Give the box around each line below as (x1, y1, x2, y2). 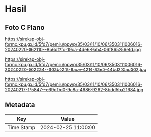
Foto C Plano (5, 23, 45, 32)
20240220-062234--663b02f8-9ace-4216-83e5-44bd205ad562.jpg (5, 67, 147, 72)
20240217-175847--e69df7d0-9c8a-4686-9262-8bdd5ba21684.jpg (5, 87, 144, 92)
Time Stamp (7, 124, 36, 131)
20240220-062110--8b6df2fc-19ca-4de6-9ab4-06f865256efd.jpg (5, 47, 141, 52)
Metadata (5, 101, 35, 109)
